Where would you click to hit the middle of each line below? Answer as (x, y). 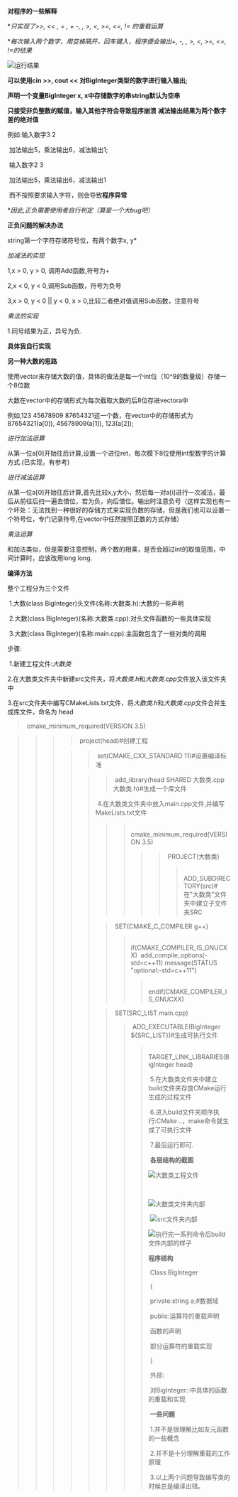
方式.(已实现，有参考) (39, 462)
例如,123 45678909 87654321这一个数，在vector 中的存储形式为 (100, 415)
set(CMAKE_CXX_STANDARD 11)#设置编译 (159, 756)
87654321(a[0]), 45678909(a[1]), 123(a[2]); (70, 423)
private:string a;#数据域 (184, 1301)
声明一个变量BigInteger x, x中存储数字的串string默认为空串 (94, 96)
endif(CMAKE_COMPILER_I (188, 992)
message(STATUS (191, 963)
